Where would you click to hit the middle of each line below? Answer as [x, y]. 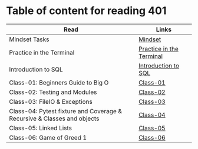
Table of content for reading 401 [86, 11]
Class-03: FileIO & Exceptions [51, 101]
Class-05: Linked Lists [41, 128]
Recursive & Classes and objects [54, 118]
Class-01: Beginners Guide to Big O [59, 82]
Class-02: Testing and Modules [53, 92]
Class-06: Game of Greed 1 [48, 137]
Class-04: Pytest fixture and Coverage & [66, 111]
